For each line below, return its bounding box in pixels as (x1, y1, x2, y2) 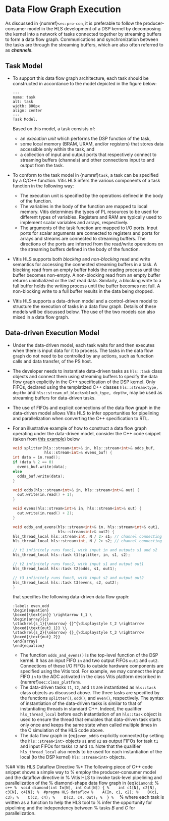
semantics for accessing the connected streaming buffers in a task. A (12, 261, 157, 267)
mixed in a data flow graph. (12, 314, 70, 320)
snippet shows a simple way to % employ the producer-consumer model (5, 769, 156, 776)
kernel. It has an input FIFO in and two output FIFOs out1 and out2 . (20, 657, 159, 663)
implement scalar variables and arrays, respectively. (20, 219, 129, 225)
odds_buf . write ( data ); (17, 474, 65, 479)
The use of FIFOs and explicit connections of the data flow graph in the (12, 404, 160, 411)
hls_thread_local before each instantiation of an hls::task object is (20, 711, 162, 717)
